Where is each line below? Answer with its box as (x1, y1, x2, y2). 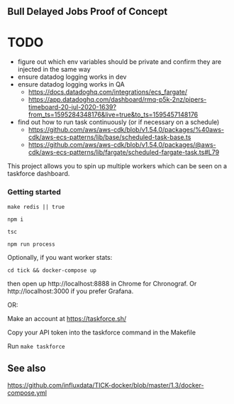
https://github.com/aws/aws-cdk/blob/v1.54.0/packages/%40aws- (28, 126, 225, 134)
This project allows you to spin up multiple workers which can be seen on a (7, 162, 227, 170)
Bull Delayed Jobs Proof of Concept (7, 6, 168, 18)
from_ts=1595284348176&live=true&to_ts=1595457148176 (28, 110, 199, 119)
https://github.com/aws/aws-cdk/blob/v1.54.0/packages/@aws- (28, 141, 216, 149)
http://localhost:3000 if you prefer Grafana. (7, 287, 134, 295)
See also (7, 362, 46, 375)
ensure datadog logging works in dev (17, 72, 127, 81)
